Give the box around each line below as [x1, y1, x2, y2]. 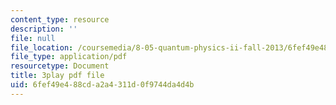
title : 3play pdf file [10, 71, 105, 81]
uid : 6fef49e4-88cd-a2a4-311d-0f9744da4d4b [10, 80, 195, 90]
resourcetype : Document [10, 61, 110, 71]
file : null [10, 33, 56, 43]
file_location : [10, 42, 74, 53]
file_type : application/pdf [10, 52, 128, 62]
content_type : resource [10, 14, 110, 25]
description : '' [10, 24, 78, 34]
